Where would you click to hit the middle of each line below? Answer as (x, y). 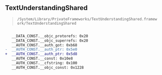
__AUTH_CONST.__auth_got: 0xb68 (44, 45)
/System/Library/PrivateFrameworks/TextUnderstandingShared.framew (87, 19)
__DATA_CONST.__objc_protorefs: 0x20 (50, 36)
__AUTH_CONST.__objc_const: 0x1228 (48, 67)
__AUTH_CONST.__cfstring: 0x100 (44, 63)
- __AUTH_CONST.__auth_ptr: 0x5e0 (41, 50)
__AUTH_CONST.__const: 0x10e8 (42, 59)
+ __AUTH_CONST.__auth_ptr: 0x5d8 (41, 54)
